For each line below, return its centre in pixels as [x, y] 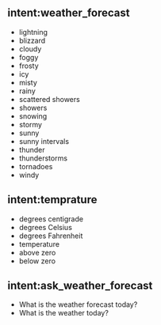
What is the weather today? [63, 313]
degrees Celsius [46, 227]
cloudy [30, 49]
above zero [37, 252]
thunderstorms [43, 158]
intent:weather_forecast [69, 13]
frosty [29, 66]
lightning [33, 32]
